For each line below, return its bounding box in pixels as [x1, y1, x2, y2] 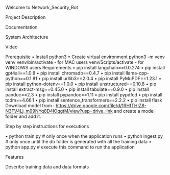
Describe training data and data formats [5, 164, 89, 170]
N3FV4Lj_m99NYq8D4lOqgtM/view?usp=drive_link [5, 108, 113, 114]
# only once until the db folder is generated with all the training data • [5, 139, 152, 144]
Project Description [5, 14, 46, 20]
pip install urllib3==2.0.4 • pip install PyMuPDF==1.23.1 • [42, 76, 162, 81]
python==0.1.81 [5, 76, 37, 81]
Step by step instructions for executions [5, 123, 89, 129]
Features [5, 154, 24, 160]
